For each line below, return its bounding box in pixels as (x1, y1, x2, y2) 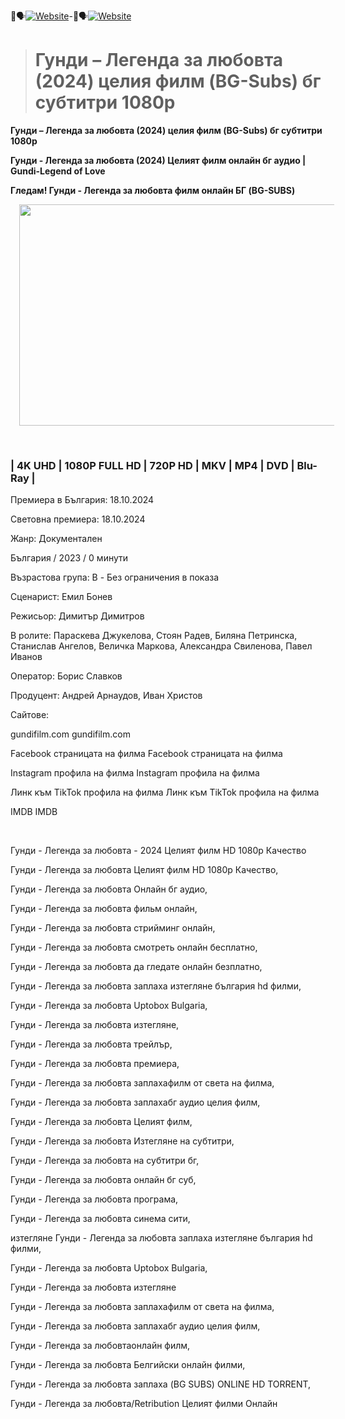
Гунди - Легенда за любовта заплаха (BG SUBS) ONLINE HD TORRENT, (10, 1378, 312, 1390)
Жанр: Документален (10, 533, 103, 545)
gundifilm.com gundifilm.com (10, 728, 131, 740)
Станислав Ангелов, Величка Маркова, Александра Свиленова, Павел (10, 640, 313, 652)
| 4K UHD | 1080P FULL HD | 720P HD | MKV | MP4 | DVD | (10, 458, 295, 472)
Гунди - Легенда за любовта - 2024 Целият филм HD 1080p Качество (10, 845, 307, 857)
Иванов (10, 651, 43, 663)
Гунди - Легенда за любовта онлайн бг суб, (10, 1174, 197, 1186)
